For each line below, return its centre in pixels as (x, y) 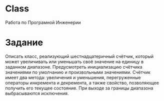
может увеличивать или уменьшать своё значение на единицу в (74, 61)
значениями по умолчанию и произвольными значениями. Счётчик (78, 72)
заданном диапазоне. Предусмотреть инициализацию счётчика (74, 67)
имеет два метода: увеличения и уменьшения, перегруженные (73, 77)
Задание (24, 43)
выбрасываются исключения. (37, 93)
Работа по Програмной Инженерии (43, 22)
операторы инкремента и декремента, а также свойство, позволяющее (82, 83)
